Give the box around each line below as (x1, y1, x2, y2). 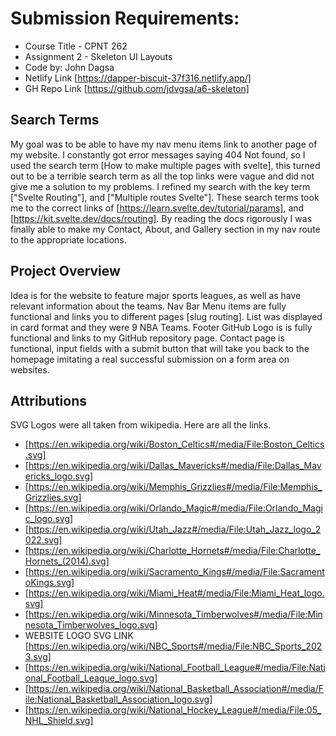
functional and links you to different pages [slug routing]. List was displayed (10, 310, 323, 322)
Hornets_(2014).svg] (24, 555, 110, 567)
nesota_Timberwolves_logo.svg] (24, 619, 158, 631)
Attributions (10, 392, 88, 409)
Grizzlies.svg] (24, 492, 82, 504)
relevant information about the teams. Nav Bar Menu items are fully (10, 300, 287, 312)
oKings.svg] (24, 577, 75, 589)
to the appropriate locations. (10, 233, 127, 246)
